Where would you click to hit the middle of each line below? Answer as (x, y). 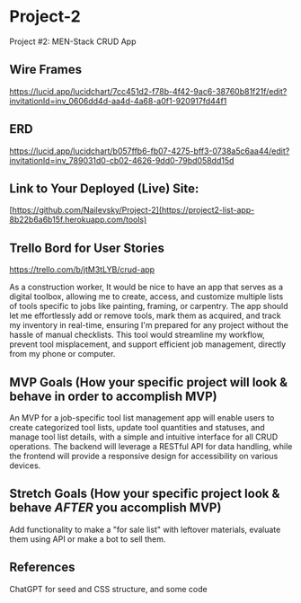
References (42, 568)
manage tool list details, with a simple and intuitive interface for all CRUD (144, 437)
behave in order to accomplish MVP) (113, 396)
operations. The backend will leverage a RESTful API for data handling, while (151, 446)
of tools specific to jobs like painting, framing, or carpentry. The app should (149, 306)
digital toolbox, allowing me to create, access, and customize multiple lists (146, 297)
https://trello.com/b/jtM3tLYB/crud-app (82, 270)
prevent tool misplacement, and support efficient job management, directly (148, 344)
